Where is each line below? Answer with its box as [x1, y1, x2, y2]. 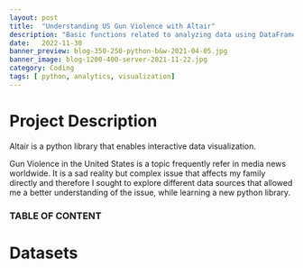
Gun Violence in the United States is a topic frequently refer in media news [9, 158, 287, 169]
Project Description [9, 110, 158, 131]
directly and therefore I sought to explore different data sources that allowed [9, 177, 293, 188]
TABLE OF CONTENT [9, 209, 102, 222]
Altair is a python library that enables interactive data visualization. [9, 141, 257, 152]
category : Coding [9, 64, 75, 73]
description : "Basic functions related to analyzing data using [9, 30, 256, 39]
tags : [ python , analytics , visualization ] [9, 72, 176, 81]
